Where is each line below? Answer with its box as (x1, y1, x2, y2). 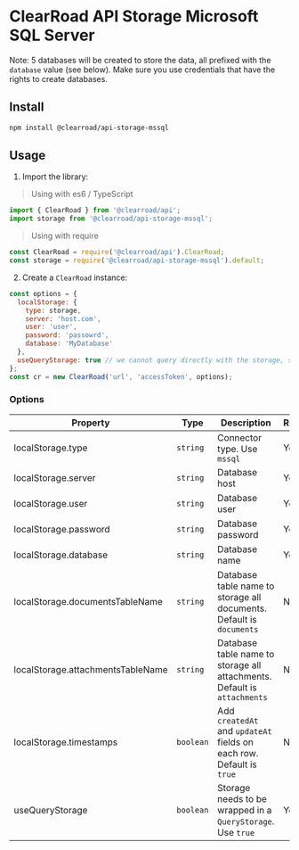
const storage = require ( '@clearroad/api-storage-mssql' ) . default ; (9, 256, 265, 265)
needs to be (217, 792, 267, 805)
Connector (217, 431, 263, 443)
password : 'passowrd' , (25, 331, 109, 340)
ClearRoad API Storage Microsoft (9, 6, 259, 27)
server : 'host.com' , (25, 314, 101, 323)
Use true (217, 826, 255, 838)
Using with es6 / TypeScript (30, 189, 133, 200)
